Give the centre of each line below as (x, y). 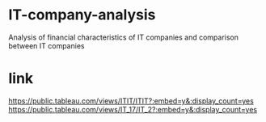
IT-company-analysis (82, 15)
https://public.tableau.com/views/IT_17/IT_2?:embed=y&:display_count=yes (133, 109)
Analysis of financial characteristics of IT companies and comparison (123, 37)
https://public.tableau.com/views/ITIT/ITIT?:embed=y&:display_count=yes (131, 101)
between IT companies (46, 45)
